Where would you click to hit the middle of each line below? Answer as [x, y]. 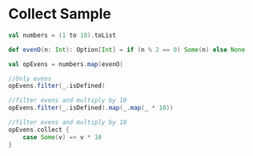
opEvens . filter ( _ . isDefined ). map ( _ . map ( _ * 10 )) [91, 108]
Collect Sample [60, 14]
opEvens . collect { [39, 130]
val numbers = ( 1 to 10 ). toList [62, 35]
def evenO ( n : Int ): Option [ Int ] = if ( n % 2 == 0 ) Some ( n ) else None [127, 50]
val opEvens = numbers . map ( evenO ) [66, 64]
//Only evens [30, 78]
